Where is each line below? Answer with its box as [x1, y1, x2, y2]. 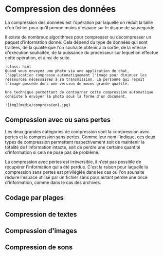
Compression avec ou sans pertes [5, 116, 111, 124]
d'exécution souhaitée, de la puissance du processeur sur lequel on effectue [5, 50, 159, 55]
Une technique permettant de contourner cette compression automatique [5, 90, 153, 94]
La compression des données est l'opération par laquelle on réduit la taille [5, 19, 153, 25]
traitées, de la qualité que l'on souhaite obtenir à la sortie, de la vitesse [5, 44, 146, 50]
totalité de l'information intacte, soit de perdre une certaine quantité [5, 144, 141, 150]
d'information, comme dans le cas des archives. [5, 179, 101, 185]
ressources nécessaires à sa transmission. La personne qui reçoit [5, 77, 145, 82]
